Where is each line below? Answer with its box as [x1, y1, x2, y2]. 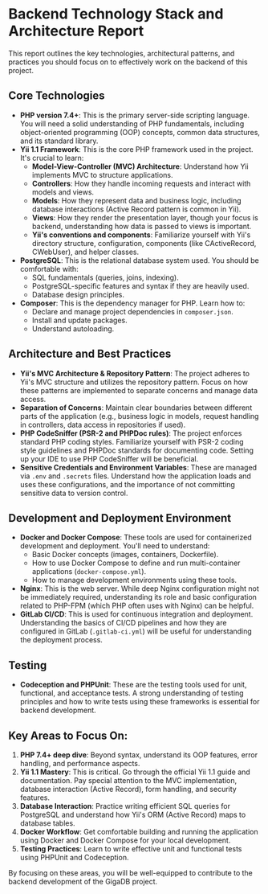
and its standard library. [19, 136, 99, 146]
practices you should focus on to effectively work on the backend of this [8, 57, 248, 67]
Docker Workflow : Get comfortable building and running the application [19, 827, 258, 836]
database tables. [19, 818, 75, 828]
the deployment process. [19, 635, 103, 645]
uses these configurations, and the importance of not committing [19, 479, 235, 489]
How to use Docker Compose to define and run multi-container [31, 558, 241, 568]
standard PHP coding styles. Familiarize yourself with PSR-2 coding [19, 437, 244, 446]
